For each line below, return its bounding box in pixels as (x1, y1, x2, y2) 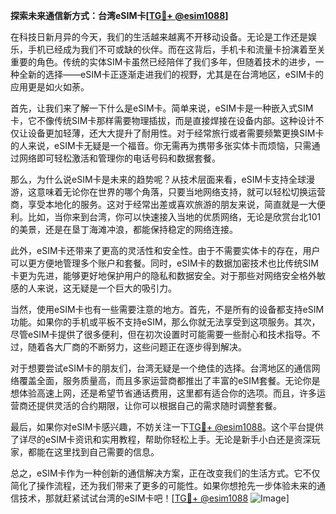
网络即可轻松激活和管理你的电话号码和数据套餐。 (18, 152, 221, 164)
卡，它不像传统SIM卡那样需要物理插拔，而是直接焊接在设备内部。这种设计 (10, 115, 316, 126)
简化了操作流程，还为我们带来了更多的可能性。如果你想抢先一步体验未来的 (10, 480, 317, 491)
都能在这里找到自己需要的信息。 (27, 446, 160, 458)
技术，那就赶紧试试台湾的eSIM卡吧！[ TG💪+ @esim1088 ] (18, 492, 290, 504)
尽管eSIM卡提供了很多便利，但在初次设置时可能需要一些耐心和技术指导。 (10, 329, 312, 340)
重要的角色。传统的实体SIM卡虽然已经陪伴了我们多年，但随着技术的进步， (10, 56, 316, 68)
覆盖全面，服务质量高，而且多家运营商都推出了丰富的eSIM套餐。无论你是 (18, 375, 321, 386)
